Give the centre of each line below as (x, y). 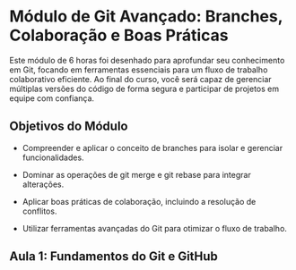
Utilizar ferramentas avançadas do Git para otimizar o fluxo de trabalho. (154, 228)
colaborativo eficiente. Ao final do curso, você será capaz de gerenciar (140, 79)
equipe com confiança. (52, 98)
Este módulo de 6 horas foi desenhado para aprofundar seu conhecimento (147, 60)
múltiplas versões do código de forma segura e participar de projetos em (144, 89)
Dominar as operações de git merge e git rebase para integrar (136, 174)
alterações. (43, 184)
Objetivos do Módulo (69, 127)
